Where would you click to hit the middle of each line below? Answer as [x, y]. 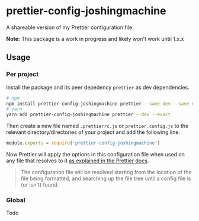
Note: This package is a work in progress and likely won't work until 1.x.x [95, 39]
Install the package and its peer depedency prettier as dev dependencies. [98, 87]
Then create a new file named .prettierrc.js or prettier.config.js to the [97, 126]
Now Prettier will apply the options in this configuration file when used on [96, 154]
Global [16, 200]
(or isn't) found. [40, 185]
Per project [23, 74]
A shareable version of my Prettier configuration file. [70, 27]
